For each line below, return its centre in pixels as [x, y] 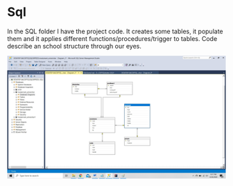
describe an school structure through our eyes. [75, 46]
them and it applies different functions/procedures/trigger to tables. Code [112, 38]
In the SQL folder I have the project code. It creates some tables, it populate [115, 31]
